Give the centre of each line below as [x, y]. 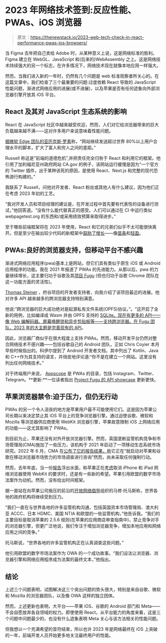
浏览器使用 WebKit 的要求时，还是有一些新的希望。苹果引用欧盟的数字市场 [85, 474]
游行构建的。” [22, 176]
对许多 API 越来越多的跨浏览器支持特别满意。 [51, 298]
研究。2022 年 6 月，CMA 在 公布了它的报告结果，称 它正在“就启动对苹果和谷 [83, 451]
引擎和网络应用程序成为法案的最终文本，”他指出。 [63, 559]
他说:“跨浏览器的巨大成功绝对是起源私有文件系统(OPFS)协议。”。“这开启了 [80, 309]
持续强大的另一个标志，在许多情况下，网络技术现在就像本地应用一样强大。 [85, 65]
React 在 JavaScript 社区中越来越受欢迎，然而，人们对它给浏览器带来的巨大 [82, 124]
